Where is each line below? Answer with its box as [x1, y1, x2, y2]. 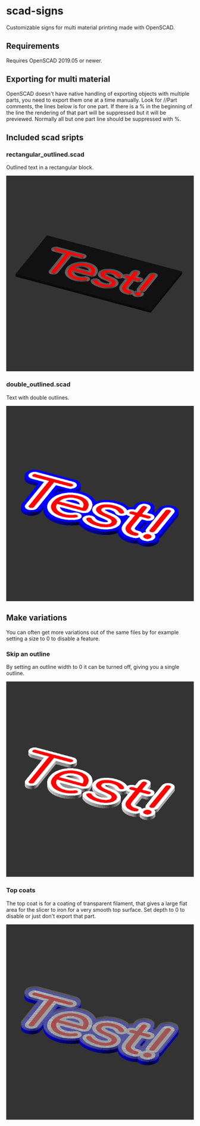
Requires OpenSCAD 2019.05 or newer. [6, 57, 102, 64]
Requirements [6, 41, 60, 51]
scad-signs [6, 4, 64, 18]
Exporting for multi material [6, 74, 111, 85]
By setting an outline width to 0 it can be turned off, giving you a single [6, 664, 180, 671]
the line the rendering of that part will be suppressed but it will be [6, 109, 167, 116]
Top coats [6, 886, 36, 894]
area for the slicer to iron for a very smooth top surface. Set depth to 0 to [6, 906, 185, 913]
